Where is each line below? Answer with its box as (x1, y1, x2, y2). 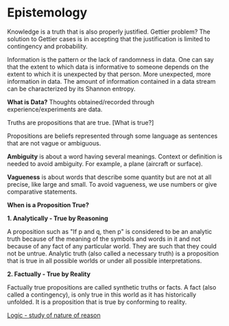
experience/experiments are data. (7, 105, 103, 113)
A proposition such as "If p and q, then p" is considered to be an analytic (7, 227, 213, 235)
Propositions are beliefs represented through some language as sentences (7, 132, 218, 140)
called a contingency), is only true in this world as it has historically (7, 290, 197, 299)
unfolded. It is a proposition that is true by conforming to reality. (7, 297, 187, 306)
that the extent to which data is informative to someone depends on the (7, 62, 209, 71)
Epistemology (7, 5, 88, 21)
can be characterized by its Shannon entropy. (7, 84, 136, 93)
